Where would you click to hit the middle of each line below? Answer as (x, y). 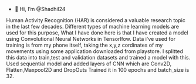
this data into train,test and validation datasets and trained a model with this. (98, 57)
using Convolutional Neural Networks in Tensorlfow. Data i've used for (91, 39)
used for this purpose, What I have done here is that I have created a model (97, 33)
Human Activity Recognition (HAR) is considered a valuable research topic (96, 20)
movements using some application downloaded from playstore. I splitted (95, 51)
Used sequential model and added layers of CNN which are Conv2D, (89, 64)
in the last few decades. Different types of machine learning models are (92, 27)
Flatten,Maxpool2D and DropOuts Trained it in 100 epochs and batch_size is (98, 70)
